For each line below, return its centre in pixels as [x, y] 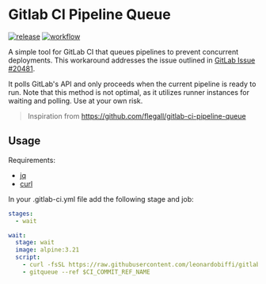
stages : [21, 214]
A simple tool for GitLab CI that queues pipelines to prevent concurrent [123, 51]
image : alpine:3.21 [47, 250]
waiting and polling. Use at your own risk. [76, 100]
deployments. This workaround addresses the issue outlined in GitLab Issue [132, 60]
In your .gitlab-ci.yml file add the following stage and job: [101, 199]
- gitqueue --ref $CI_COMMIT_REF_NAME [86, 272]
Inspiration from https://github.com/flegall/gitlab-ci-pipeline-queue [137, 115]
